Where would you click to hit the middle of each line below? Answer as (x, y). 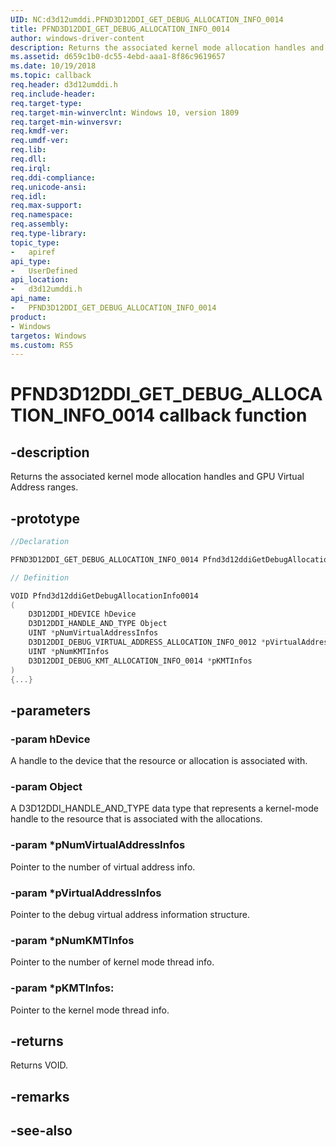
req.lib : (28, 150)
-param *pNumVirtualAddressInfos (98, 845)
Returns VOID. (39, 1065)
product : (28, 317)
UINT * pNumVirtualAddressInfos (93, 633)
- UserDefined (44, 271)
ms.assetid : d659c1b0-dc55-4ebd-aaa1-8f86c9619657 (118, 57)
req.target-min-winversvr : (66, 122)
